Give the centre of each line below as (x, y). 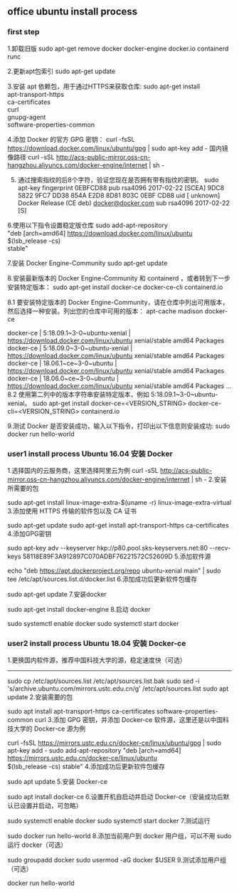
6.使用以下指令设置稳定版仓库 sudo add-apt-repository (88, 225)
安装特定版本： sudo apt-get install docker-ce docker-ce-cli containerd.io (115, 287)
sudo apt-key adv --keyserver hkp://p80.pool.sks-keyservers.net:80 (108, 548)
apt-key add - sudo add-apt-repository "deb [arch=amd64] (94, 751)
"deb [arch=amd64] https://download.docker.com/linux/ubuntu (100, 233)
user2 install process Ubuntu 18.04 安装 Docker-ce (97, 643)
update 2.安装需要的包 (40, 697)
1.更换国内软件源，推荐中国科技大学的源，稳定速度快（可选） (97, 660)
